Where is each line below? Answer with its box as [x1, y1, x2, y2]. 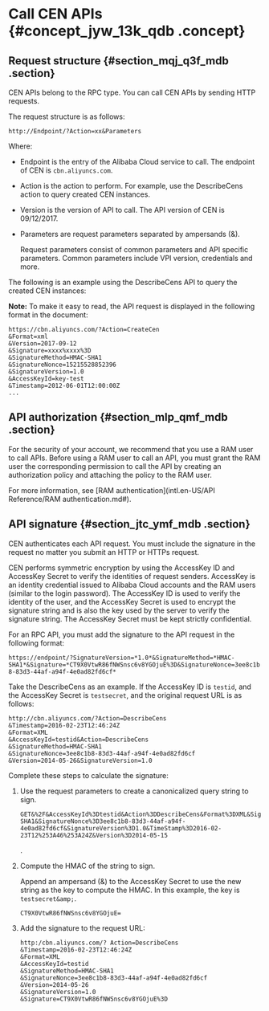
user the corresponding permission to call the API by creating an [8, 461, 222, 471]
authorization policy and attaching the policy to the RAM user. [8, 470, 213, 479]
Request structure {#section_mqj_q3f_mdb [8, 54, 229, 67]
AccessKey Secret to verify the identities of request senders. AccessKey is [8, 571, 255, 581]
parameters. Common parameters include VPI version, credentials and [19, 254, 253, 263]
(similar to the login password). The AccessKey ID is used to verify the [8, 588, 241, 598]
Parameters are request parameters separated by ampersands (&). [19, 230, 241, 238]
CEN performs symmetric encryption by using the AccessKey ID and [8, 563, 235, 573]
